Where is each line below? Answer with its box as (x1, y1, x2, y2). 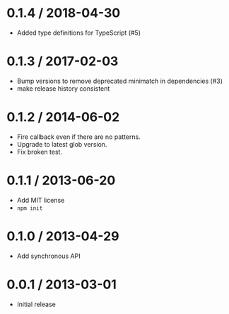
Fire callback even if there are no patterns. (16, 133, 141, 141)
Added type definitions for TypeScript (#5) (16, 28, 141, 37)
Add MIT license (16, 196, 65, 204)
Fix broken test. (16, 147, 63, 156)
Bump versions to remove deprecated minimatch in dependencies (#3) (16, 77, 223, 85)
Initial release (16, 300, 56, 308)
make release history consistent (16, 84, 110, 93)
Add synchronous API (16, 252, 81, 260)
